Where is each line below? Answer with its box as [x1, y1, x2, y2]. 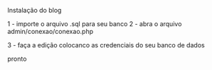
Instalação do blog [7, 6, 62, 14]
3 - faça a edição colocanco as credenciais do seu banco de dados [7, 41, 205, 49]
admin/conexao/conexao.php [7, 28, 94, 35]
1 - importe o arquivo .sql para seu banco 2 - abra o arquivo [7, 20, 182, 28]
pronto [7, 54, 27, 63]
